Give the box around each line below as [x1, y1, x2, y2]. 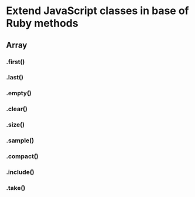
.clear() [6, 105, 28, 113]
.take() [6, 183, 26, 192]
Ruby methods [6, 16, 78, 30]
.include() [6, 168, 35, 176]
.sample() [6, 136, 34, 145]
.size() [6, 121, 25, 129]
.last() [6, 74, 23, 82]
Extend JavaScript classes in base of [6, 4, 189, 18]
